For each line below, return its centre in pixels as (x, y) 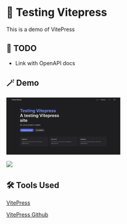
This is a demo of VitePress (40, 29)
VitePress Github (27, 214)
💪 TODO (22, 48)
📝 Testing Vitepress (57, 12)
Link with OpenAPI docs (45, 63)
